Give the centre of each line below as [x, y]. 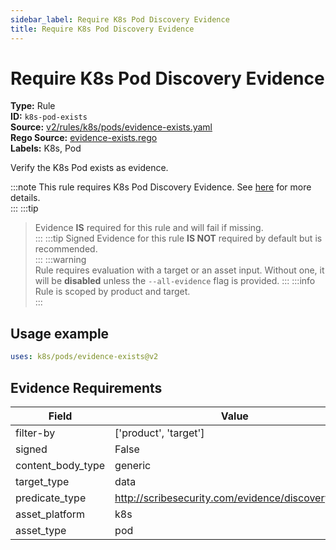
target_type [42, 481]
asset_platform [50, 514]
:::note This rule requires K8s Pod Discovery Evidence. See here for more [161, 187]
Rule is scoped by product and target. [112, 292]
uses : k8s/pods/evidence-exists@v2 [84, 357]
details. [25, 198]
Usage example [60, 333]
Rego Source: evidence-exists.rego [84, 138]
